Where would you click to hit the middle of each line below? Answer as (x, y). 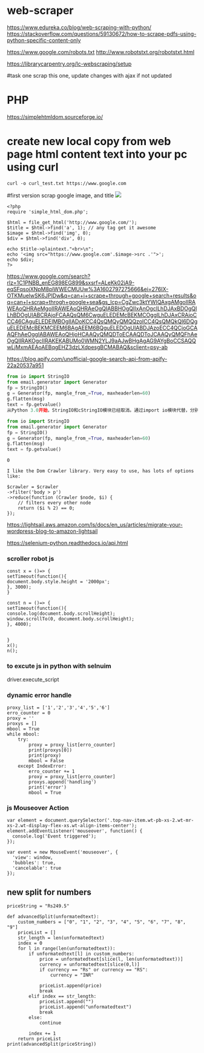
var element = (25, 821)
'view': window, (33, 858)
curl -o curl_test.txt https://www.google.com (67, 183)
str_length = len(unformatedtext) (61, 938)
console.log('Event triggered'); (54, 836)
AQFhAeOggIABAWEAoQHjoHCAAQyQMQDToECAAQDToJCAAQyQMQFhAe (102, 334)
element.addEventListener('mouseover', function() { (75, 831)
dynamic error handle (39, 695)
